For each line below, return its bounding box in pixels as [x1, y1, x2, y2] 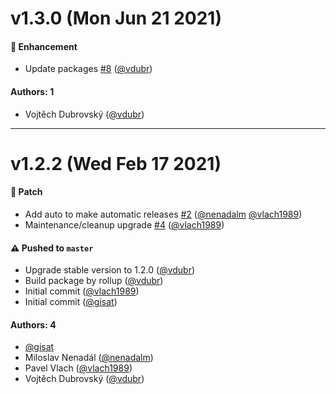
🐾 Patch [10, 186, 43, 198]
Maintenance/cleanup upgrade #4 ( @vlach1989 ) [24, 218, 225, 231]
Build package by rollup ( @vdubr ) [24, 275, 164, 287]
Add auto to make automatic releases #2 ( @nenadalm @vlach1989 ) [24, 208, 303, 220]
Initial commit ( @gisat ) [24, 296, 118, 308]
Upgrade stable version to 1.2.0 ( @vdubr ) [24, 264, 196, 276]
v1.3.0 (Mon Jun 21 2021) [10, 7, 222, 30]
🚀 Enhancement [10, 40, 78, 52]
